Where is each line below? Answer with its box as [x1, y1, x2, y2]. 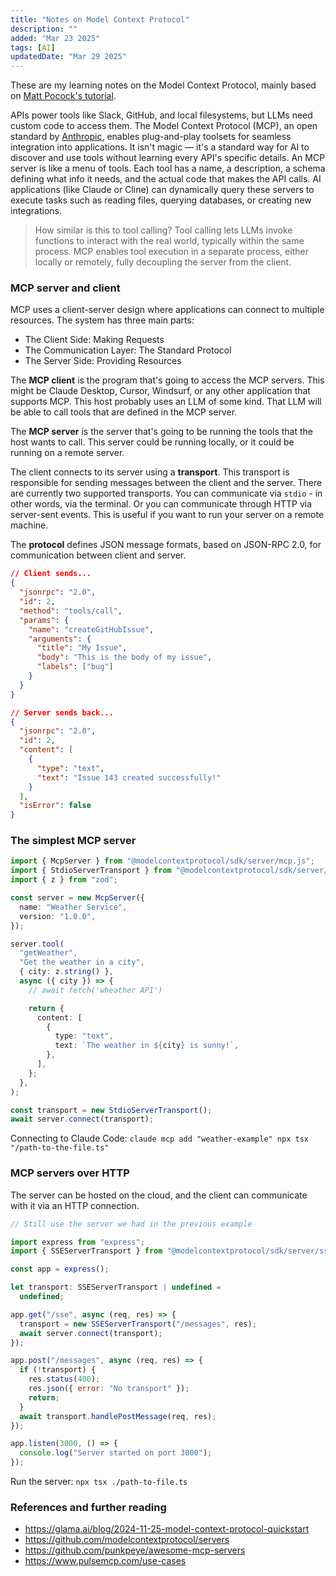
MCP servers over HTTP [10, 1166, 130, 1180]
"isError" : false [19, 801, 92, 811]
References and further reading [10, 1500, 167, 1514]
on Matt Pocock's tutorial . [10, 90, 117, 102]
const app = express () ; [10, 1264, 110, 1275]
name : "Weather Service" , [19, 902, 128, 912]
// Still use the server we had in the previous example [10, 1219, 253, 1229]
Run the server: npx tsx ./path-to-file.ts [10, 1476, 188, 1488]
